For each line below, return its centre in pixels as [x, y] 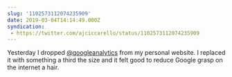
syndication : [26, 26]
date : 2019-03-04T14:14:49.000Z [54, 20]
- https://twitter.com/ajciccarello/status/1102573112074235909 [105, 33]
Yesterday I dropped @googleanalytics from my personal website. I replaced [116, 53]
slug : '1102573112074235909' [49, 14]
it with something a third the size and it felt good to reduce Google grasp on [115, 60]
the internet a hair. [33, 67]
